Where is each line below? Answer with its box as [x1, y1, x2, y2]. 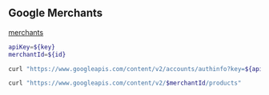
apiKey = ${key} [8, 43, 56, 51]
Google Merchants [8, 6, 103, 20]
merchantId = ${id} [8, 50, 66, 58]
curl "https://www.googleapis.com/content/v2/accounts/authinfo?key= [8, 65, 246, 73]
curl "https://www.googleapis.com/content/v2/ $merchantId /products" [8, 79, 242, 87]
